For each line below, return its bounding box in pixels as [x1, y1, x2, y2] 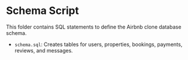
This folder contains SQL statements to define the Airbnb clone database [6, 23, 182, 30]
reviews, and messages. [14, 47, 73, 54]
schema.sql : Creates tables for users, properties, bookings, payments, [14, 41, 183, 48]
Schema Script [6, 4, 79, 17]
